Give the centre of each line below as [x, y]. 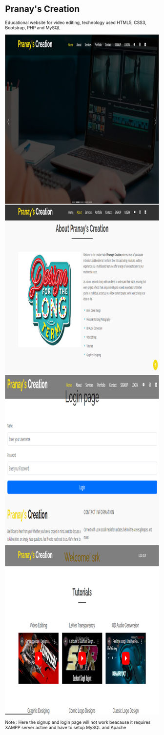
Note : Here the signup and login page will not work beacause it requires [78, 722]
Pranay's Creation [42, 9]
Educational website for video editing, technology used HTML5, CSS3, [76, 22]
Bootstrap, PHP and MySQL [33, 27]
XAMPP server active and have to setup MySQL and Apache [66, 727]
